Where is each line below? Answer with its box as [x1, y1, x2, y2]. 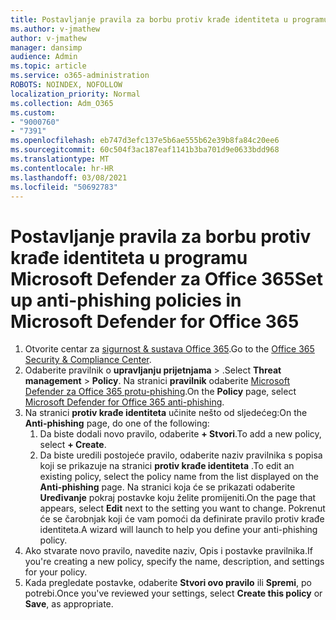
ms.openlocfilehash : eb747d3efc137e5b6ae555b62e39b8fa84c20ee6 [10, 136, 280, 146]
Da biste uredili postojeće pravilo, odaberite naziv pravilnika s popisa [39, 449, 323, 461]
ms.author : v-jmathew [10, 24, 101, 34]
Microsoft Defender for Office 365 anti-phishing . [24, 396, 225, 408]
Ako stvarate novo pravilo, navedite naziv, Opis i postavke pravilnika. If [24, 545, 313, 557]
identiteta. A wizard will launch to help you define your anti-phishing [39, 524, 318, 536]
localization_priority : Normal [10, 89, 141, 99]
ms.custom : [10, 107, 56, 118]
